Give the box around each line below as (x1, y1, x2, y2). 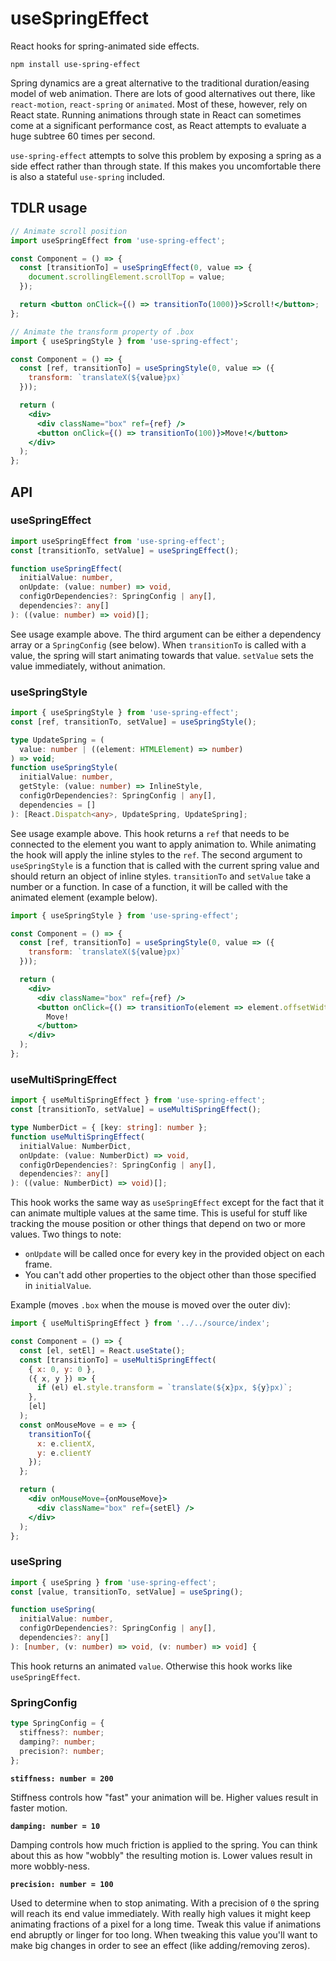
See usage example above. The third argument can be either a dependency (10, 628, 322, 640)
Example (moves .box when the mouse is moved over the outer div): (10, 1299, 291, 1311)
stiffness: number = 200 (10, 1773, 114, 1784)
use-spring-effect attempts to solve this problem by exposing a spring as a (10, 149, 322, 161)
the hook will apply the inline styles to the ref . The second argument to (10, 848, 303, 861)
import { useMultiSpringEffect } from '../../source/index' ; (10, 1318, 271, 1329)
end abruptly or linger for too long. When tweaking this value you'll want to (10, 1928, 318, 1941)
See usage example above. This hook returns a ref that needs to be (10, 827, 290, 839)
